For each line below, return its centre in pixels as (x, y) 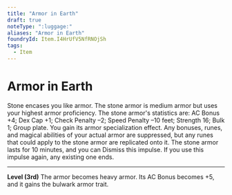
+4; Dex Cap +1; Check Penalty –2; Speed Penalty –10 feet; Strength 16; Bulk (116, 120)
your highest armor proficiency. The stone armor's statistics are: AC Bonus (113, 113)
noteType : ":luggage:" (40, 26)
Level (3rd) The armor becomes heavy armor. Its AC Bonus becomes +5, (111, 176)
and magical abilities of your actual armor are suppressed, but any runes (110, 135)
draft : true (24, 20)
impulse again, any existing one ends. (61, 157)
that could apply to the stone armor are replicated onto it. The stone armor (113, 142)
